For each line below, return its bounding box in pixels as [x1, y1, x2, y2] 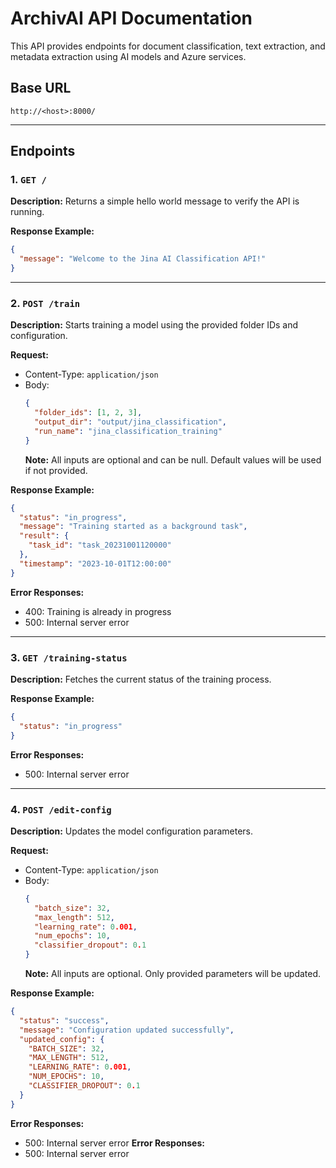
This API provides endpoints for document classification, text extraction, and [10, 40, 326, 52]
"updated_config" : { [19, 1034, 105, 1044]
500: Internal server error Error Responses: [24, 1137, 205, 1149]
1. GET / [10, 173, 47, 187]
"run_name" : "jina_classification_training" [34, 426, 223, 436]
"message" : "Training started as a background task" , [19, 522, 248, 532]
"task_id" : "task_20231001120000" [28, 540, 172, 551]
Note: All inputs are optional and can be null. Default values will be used [24, 453, 322, 466]
